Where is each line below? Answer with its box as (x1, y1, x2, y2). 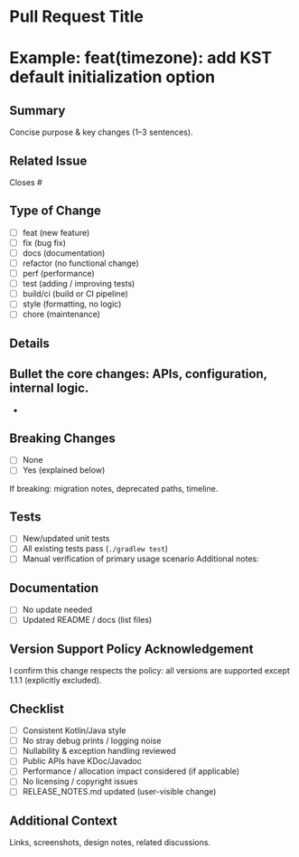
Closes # (9, 177, 42, 187)
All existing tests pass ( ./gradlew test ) (22, 543, 169, 554)
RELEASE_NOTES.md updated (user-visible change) (22, 786, 217, 797)
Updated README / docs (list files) (22, 615, 153, 626)
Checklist (9, 701, 65, 716)
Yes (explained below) (22, 465, 106, 476)
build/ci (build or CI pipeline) (22, 288, 128, 299)
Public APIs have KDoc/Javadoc (22, 756, 142, 767)
